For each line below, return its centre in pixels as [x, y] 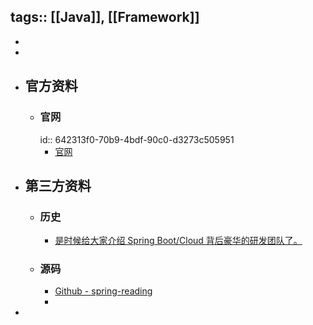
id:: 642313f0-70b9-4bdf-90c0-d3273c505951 [137, 139]
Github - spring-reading [103, 291]
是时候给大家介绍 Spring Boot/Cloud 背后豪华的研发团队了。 [178, 241]
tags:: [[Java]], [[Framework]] [105, 17]
